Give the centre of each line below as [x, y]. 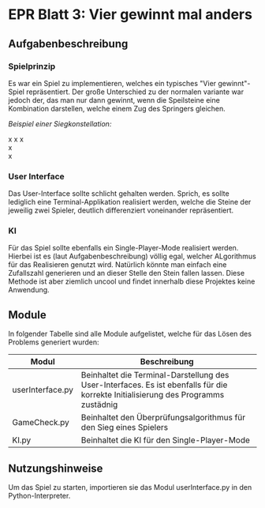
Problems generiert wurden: [54, 342]
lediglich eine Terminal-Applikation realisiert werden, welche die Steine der [130, 202]
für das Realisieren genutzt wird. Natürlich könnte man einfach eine [118, 265]
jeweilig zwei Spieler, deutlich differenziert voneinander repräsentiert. [121, 210]
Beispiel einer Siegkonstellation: [60, 123]
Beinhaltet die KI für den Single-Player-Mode [166, 440]
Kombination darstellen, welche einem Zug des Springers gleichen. [117, 108]
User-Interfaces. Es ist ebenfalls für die [154, 385]
